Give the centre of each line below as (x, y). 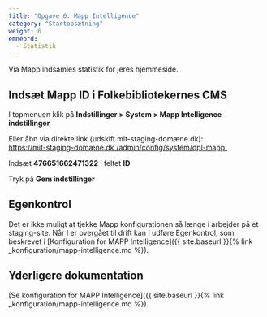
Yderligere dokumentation (76, 276)
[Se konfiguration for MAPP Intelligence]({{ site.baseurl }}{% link (116, 295)
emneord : (23, 39)
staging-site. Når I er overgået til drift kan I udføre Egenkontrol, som (121, 232)
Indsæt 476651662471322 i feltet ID (69, 163)
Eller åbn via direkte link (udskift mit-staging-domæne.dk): (106, 138)
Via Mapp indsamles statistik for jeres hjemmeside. (93, 69)
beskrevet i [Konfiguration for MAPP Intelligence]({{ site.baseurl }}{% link (131, 241)
